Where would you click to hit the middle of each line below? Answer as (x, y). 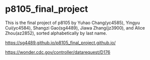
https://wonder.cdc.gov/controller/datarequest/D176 (58, 52)
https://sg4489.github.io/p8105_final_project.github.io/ (60, 42)
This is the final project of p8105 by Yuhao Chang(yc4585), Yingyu (73, 23)
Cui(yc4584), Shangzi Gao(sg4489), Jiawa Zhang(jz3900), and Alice (75, 28)
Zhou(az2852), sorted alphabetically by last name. (56, 33)
